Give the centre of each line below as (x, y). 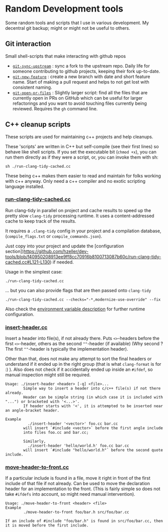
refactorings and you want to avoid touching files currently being (80, 103)
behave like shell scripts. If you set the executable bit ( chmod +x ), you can (81, 152)
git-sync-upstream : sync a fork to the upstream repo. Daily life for (81, 65)
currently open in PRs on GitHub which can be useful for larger (77, 98)
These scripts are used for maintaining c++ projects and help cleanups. (79, 137)
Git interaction (28, 44)
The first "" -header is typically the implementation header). (67, 349)
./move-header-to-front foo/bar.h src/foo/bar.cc (76, 512)
